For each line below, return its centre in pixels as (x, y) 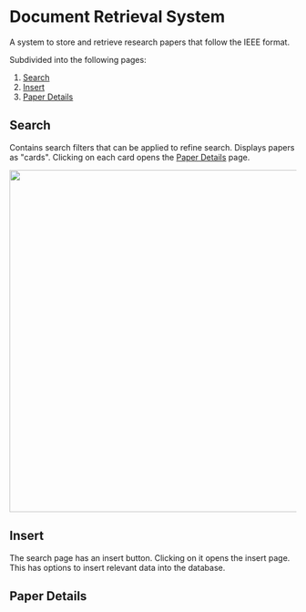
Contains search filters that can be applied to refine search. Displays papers (152, 147)
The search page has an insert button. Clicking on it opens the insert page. (150, 557)
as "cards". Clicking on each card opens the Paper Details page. (130, 157)
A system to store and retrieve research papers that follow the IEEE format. (149, 42)
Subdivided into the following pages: (78, 59)
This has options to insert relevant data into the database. (117, 567)
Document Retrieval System (117, 17)
